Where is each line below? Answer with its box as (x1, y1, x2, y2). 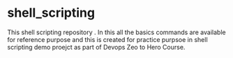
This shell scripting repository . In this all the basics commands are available (7, 28, 226, 36)
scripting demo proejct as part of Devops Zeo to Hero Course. (7, 43, 186, 51)
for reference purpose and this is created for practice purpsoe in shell (7, 35, 208, 43)
